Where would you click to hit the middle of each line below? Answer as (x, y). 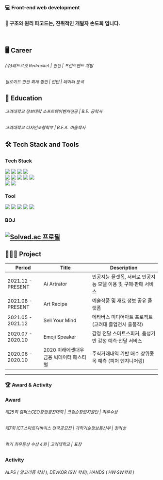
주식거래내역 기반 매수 (116, 353)
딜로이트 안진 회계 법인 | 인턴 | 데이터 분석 (44, 81)
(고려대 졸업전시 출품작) (118, 324)
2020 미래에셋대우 (64, 350)
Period (23, 268)
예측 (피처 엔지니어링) (121, 361)
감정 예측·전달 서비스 (120, 341)
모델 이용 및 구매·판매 (121, 284)
